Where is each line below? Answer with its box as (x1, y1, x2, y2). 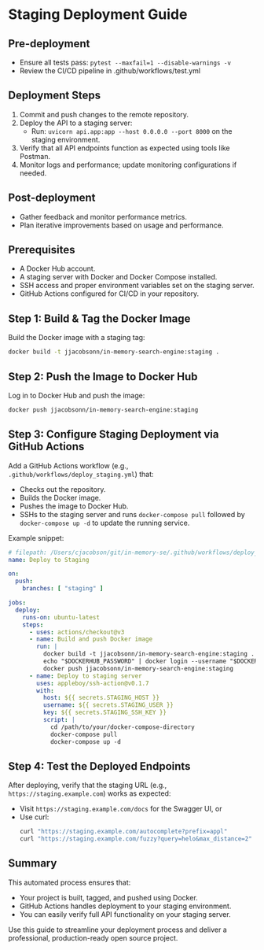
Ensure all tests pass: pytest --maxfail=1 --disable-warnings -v (19, 57, 232, 67)
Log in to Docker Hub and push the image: (8, 390, 145, 400)
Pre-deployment (8, 37, 90, 50)
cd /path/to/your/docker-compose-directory (49, 723, 195, 731)
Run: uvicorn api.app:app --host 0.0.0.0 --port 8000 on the (31, 126, 233, 135)
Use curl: (19, 812, 49, 822)
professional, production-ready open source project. (8, 933, 178, 942)
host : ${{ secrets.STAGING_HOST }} (42, 694, 159, 702)
